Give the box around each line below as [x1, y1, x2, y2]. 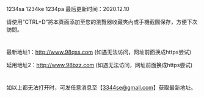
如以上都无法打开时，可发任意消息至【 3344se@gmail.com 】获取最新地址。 [6, 84, 197, 92]
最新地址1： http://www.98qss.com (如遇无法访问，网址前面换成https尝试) [6, 48, 192, 56]
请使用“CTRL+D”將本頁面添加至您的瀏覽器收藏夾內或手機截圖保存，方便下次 [6, 18, 198, 26]
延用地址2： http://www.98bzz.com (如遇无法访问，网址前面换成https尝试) [6, 62, 193, 69]
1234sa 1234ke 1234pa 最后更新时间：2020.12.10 [6, 5, 129, 12]
